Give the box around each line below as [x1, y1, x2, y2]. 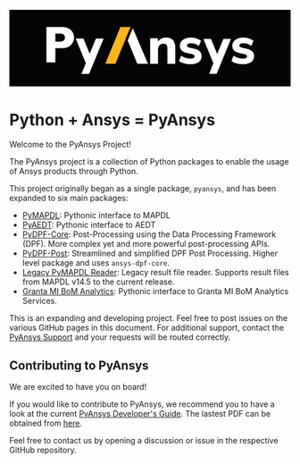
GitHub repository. [9, 444, 78, 456]
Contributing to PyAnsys [9, 358, 149, 373]
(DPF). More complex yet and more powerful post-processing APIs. [21, 239, 271, 249]
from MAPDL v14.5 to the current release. [21, 276, 175, 287]
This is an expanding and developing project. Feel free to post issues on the [9, 313, 288, 324]
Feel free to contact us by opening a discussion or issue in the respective [9, 435, 279, 446]
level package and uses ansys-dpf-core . [21, 257, 171, 268]
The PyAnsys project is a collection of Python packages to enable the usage [9, 156, 289, 167]
